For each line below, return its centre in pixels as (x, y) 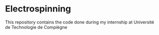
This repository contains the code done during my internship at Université (80, 22)
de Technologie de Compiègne (36, 27)
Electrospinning (38, 9)
